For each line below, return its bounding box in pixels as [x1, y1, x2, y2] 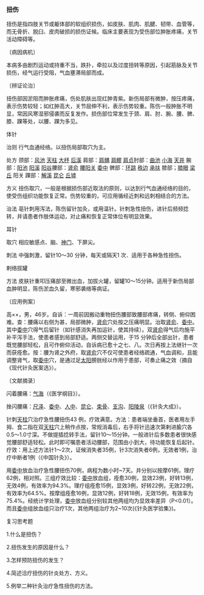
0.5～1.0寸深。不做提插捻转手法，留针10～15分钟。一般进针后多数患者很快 [6, 431, 192, 439]
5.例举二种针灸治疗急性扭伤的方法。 [6, 582, 96, 590]
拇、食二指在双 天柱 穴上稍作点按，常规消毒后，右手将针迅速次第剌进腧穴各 [6, 423, 192, 431]
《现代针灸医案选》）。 [6, 364, 59, 372]
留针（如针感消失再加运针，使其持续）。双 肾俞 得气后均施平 [48, 326, 195, 333]
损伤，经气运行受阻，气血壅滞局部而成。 [6, 69, 107, 77]
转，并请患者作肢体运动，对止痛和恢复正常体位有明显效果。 [6, 213, 155, 220]
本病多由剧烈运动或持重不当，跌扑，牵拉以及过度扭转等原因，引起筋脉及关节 [6, 61, 198, 69]
